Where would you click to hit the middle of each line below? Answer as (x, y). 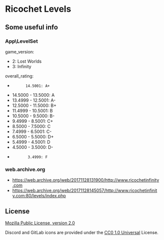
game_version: (20, 52)
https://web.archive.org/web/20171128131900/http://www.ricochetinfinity (86, 180)
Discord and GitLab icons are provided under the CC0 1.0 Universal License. (82, 232)
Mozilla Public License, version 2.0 (40, 223)
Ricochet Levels (38, 9)
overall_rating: (19, 76)
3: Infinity (22, 66)
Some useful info (32, 27)
